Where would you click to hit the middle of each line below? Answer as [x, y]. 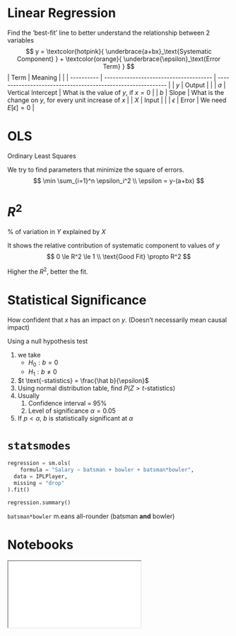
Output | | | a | [205, 85]
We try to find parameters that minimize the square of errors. [96, 169]
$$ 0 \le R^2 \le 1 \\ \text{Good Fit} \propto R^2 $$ [119, 257]
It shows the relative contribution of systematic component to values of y [114, 245]
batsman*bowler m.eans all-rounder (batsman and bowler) [91, 516]
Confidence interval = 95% [67, 403]
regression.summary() [39, 502]
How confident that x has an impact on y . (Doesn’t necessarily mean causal [117, 320]
